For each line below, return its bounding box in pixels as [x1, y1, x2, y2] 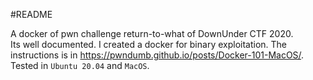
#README [10, 9, 53, 20]
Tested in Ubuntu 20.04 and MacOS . [10, 60, 150, 71]
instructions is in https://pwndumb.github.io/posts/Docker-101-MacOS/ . [10, 49, 305, 61]
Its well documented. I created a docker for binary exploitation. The [10, 39, 288, 50]
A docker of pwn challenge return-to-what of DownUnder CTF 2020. [10, 28, 294, 39]
